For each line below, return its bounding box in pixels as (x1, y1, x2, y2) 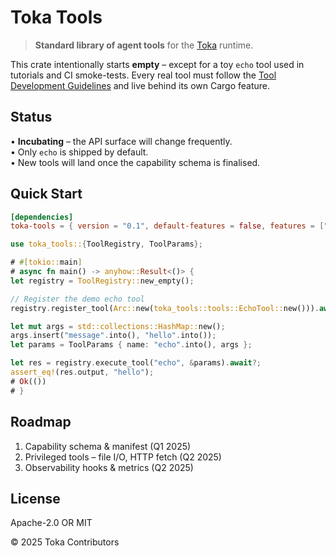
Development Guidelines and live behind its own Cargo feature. (10, 79, 271, 91)
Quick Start (10, 186, 83, 203)
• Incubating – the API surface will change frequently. (10, 135, 233, 147)
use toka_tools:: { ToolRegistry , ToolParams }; (10, 239, 203, 250)
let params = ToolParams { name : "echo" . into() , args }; (10, 340, 253, 350)
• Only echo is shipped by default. (10, 146, 149, 158)
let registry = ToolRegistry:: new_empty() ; (10, 276, 195, 286)
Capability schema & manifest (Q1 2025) (24, 440, 192, 452)
